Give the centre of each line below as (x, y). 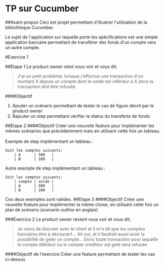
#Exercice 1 (17, 57)
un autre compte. (23, 47)
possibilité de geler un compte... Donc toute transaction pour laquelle (87, 239)
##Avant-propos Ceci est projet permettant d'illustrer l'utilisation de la (76, 22)
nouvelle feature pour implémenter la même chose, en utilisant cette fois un (82, 204)
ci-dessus (15, 259)
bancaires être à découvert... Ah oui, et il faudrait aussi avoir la (81, 234)
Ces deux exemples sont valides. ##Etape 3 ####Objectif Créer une (75, 199)
